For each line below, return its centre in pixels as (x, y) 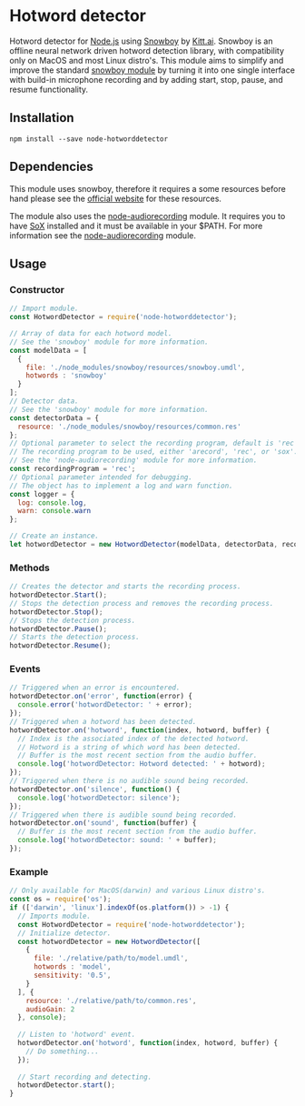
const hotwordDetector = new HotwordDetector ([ (109, 941)
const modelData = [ (49, 350)
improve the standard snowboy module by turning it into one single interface (152, 70)
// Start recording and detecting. (85, 1077)
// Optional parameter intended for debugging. (101, 477)
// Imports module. (54, 916)
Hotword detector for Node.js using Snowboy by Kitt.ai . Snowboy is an (141, 41)
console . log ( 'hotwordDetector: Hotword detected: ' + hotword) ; (142, 764)
